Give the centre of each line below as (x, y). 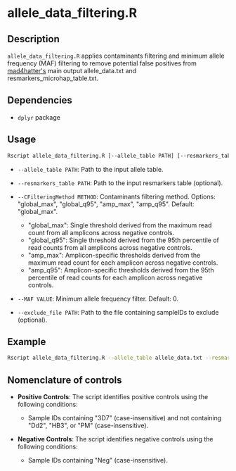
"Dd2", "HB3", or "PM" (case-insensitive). (88, 425)
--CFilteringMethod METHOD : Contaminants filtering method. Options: (116, 196)
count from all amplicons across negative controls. (101, 232)
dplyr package (39, 117)
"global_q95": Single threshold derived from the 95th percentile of (124, 240)
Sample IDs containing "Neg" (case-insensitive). (98, 460)
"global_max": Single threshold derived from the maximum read (120, 225)
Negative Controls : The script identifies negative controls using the (115, 439)
